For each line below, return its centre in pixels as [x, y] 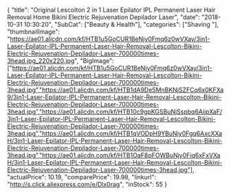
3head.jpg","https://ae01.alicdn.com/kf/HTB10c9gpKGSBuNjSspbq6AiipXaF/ [114, 112]
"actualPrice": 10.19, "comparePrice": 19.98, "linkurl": [82, 177]
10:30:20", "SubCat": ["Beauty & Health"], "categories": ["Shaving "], [121, 24]
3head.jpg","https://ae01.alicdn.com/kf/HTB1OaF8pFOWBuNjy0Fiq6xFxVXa [114, 155]
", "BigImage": [95, 61]
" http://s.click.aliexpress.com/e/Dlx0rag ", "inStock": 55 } [87, 184]
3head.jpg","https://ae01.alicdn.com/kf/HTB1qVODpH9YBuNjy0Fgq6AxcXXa [114, 133]
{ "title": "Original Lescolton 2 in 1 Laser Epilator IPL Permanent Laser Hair [111, 10]
